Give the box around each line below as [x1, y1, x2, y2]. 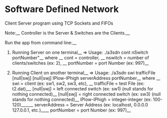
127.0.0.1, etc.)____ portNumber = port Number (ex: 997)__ [12, 107, 131, 113]
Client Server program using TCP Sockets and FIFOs [5, 20, 114, 26]
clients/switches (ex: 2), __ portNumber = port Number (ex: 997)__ [12, 60, 149, 66]
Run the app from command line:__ [5, 39, 76, 46]
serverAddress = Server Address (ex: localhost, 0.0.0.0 [34, 101, 148, 107]
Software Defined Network [5, 4, 119, 15]
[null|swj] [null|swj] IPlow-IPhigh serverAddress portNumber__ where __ [12, 75, 160, 81]
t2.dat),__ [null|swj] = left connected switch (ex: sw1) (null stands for [12, 85, 154, 91]
